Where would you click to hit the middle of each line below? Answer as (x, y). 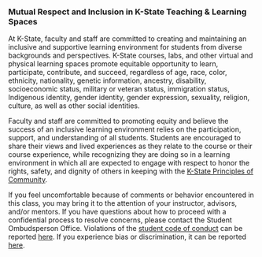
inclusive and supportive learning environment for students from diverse (125, 47)
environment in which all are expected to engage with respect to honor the (129, 163)
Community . (28, 180)
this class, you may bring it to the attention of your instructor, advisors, (123, 203)
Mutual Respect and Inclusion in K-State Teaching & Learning (127, 12)
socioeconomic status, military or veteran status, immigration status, (119, 89)
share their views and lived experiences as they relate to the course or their (131, 146)
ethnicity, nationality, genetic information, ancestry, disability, (107, 80)
